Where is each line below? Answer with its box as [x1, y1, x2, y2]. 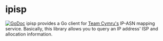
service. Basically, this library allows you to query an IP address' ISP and [5, 25, 158, 31]
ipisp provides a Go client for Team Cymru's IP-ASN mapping [26, 20, 155, 26]
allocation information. [5, 31, 53, 37]
